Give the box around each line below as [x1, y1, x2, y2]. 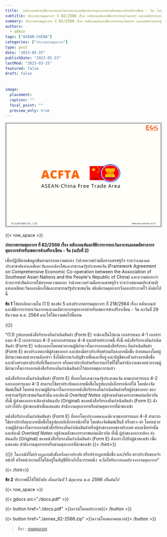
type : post [5, 45, 28, 50]
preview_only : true [9, 108, 50, 113]
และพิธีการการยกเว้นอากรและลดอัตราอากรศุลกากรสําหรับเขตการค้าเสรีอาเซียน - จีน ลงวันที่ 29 [5, 307, 159, 313]
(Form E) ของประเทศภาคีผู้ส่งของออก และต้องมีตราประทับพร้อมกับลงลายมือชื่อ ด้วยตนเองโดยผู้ [5, 349, 161, 355]
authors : [5, 24, 23, 29]
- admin [9, 29, 26, 34]
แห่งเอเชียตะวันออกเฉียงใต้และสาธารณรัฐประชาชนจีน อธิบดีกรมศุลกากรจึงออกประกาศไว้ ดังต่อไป [5, 285, 162, 291]
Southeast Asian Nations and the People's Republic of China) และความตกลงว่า [5, 274, 159, 280]
